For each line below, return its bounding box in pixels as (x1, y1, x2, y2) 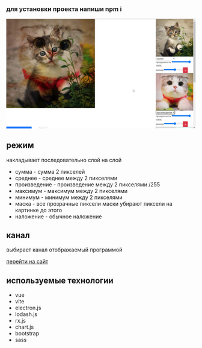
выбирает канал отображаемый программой (6, 246, 123, 253)
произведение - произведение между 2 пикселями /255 (14, 180, 161, 188)
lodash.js (14, 311, 38, 318)
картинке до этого (14, 206, 63, 214)
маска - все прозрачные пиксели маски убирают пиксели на (14, 200, 173, 207)
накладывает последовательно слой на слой (6, 156, 122, 163)
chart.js (14, 323, 34, 331)
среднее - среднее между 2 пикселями (14, 174, 118, 182)
